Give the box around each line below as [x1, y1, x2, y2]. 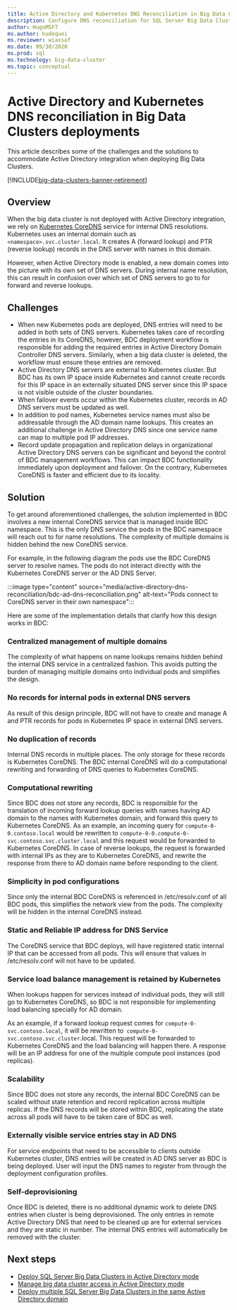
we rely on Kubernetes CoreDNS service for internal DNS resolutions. [7, 222, 209, 231]
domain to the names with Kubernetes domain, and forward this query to [7, 814, 219, 823]
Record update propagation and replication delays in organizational [17, 441, 213, 449]
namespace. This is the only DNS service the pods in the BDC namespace [7, 525, 222, 533]
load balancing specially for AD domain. [7, 1005, 123, 1014]
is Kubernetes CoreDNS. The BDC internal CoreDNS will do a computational [7, 758, 227, 766]
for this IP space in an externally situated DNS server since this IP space [17, 381, 228, 389]
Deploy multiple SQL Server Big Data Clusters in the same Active [17, 1287, 206, 1295]
